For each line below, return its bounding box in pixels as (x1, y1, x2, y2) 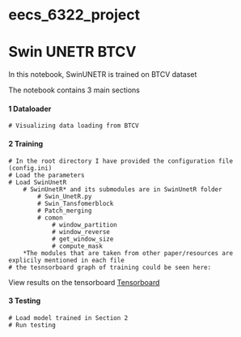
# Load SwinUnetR (8, 178, 67, 186)
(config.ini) (8, 164, 53, 172)
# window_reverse (51, 228, 111, 236)
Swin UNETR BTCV (8, 43, 137, 62)
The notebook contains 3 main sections (8, 85, 140, 95)
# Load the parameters (8, 171, 85, 179)
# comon (37, 213, 63, 222)
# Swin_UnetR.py (37, 192, 92, 200)
